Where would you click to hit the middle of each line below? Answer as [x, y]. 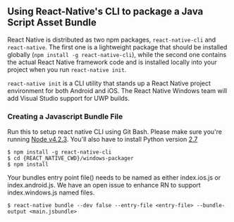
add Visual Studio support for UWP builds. [69, 98]
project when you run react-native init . [67, 69]
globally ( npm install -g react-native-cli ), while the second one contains [117, 54]
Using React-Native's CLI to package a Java [105, 12]
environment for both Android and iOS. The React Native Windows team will [117, 90]
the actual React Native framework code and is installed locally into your [112, 62]
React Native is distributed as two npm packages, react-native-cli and [112, 39]
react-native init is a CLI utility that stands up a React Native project [109, 83]
